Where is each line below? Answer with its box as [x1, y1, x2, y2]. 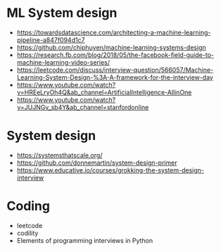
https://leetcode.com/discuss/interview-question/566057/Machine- [16, 65, 214, 74]
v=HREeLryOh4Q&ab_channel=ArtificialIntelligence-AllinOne [16, 88, 192, 96]
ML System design [6, 5, 118, 21]
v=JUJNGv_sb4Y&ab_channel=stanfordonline [16, 103, 149, 111]
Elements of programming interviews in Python [16, 236, 153, 244]
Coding [6, 199, 51, 214]
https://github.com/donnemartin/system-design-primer [16, 158, 177, 167]
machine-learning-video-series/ [16, 58, 110, 66]
